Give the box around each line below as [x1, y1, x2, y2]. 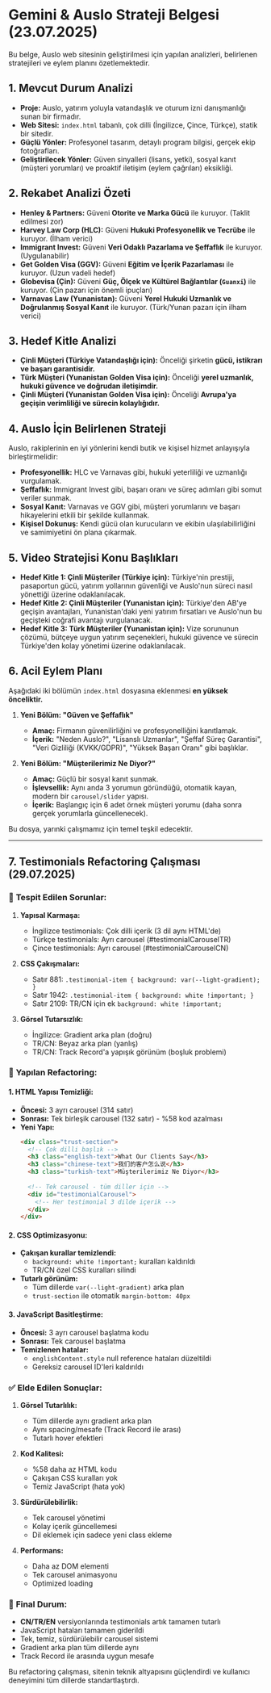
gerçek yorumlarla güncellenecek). [31, 808, 148, 818]
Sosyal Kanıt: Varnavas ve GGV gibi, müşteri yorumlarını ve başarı [19, 502, 240, 512]
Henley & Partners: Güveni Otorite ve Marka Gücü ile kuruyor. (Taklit [19, 207, 251, 217]
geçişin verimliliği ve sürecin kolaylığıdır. [19, 398, 160, 409]
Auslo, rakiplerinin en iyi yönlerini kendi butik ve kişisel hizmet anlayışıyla [8, 443, 250, 453]
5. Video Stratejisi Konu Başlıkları [8, 551, 179, 564]
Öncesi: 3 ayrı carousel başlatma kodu [19, 1327, 149, 1337]
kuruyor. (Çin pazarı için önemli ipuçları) [19, 285, 153, 295]
